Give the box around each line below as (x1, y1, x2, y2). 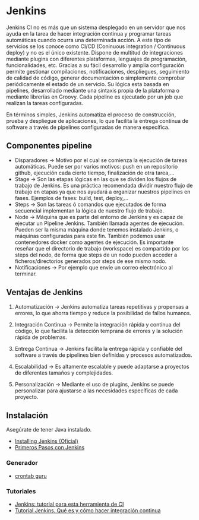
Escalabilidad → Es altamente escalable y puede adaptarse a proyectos (14, 363, 189, 370)
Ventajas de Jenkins (6, 287, 83, 297)
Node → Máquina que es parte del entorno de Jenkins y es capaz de (14, 213, 184, 220)
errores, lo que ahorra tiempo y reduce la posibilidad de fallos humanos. (14, 309, 191, 316)
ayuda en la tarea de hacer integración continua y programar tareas (6, 30, 172, 37)
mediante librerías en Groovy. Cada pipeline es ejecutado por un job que (6, 93, 184, 100)
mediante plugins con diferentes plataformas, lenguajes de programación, (6, 55, 187, 62)
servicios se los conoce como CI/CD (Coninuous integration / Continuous (6, 43, 186, 50)
